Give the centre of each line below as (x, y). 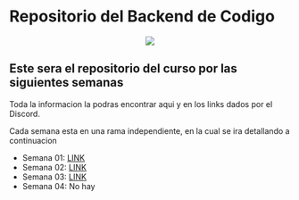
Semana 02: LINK (54, 167)
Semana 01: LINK (54, 157)
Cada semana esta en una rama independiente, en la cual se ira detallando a (149, 130)
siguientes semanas (66, 83)
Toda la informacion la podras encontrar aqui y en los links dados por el (141, 104)
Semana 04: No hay (58, 186)
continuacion (33, 140)
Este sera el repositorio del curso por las (124, 69)
